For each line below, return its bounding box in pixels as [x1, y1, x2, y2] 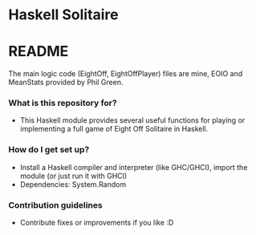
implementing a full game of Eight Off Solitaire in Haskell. [19, 124, 209, 134]
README [8, 43, 69, 61]
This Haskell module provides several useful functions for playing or [19, 115, 246, 125]
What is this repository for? [8, 98, 118, 109]
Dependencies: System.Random [19, 179, 127, 189]
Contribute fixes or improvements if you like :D [19, 218, 174, 228]
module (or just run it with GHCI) [19, 171, 128, 180]
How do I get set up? [8, 144, 90, 156]
